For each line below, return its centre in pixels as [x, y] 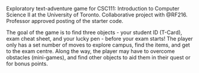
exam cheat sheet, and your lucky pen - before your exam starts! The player [99, 39]
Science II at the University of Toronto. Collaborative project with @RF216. [97, 15]
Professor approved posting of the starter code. [65, 21]
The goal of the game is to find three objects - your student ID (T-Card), [94, 32]
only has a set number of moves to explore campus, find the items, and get [98, 45]
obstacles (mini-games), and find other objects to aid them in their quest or [98, 57]
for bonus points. [27, 64]
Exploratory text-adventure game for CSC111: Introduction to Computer [93, 9]
